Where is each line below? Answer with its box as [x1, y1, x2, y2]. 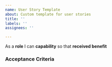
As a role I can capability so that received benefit [5, 43, 107, 49]
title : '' [5, 16, 26, 21]
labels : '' [5, 21, 28, 26]
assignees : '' [5, 26, 34, 31]
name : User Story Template [5, 7, 60, 12]
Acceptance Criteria [5, 56, 55, 63]
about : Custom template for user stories [5, 12, 91, 17]
